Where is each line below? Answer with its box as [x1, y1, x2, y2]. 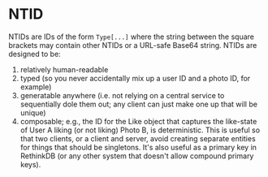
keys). [19, 159, 41, 169]
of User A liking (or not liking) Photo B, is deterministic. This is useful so [19, 125, 261, 135]
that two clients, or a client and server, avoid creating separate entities [19, 133, 256, 143]
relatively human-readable [19, 64, 109, 74]
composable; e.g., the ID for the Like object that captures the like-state [19, 116, 257, 126]
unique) [19, 107, 46, 118]
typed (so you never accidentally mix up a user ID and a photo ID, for [19, 73, 251, 83]
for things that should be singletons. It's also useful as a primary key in [19, 142, 257, 152]
